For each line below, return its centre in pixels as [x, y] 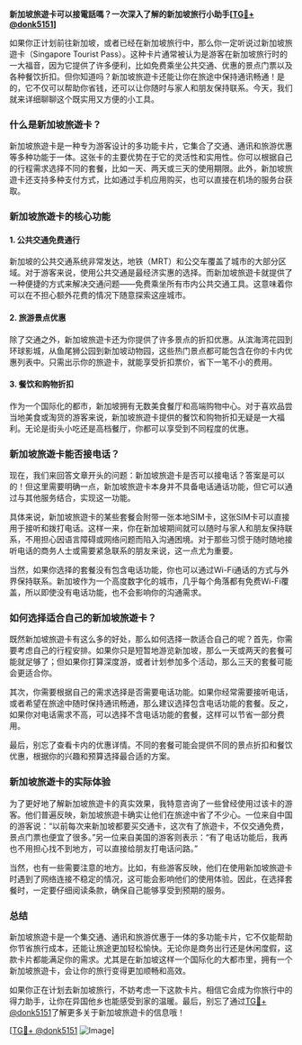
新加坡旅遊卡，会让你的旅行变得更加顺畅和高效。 [100, 971]
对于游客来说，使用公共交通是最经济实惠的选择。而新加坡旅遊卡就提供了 [159, 273]
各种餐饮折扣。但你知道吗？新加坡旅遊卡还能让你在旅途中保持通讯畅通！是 [147, 77]
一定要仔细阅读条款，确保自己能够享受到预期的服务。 [131, 890]
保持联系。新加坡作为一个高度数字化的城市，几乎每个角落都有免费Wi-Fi [149, 581]
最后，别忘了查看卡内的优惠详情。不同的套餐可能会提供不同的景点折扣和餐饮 [151, 745]
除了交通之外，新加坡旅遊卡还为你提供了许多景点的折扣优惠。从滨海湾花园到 [151, 339]
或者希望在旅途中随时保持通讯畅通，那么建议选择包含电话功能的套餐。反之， [151, 704]
